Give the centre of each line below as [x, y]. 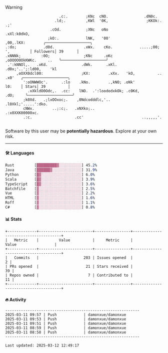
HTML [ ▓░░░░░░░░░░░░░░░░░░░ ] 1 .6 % [50, 198]
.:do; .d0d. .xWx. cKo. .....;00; [82, 47]
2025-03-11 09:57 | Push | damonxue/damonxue [66, 315]
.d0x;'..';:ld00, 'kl [31, 69]
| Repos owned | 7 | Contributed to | [69, 275]
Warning [14, 7]
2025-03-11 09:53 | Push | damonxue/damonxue [66, 319]
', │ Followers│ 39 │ [42, 52]
